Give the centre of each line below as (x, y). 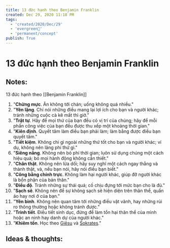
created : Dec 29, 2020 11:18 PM (40, 15)
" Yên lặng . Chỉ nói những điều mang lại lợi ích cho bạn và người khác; (86, 109)
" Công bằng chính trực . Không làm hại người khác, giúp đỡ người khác (87, 174)
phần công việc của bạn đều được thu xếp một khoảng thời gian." (81, 126)
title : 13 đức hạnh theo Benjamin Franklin (53, 10)
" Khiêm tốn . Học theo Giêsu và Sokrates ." (57, 223)
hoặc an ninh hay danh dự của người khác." (58, 218)
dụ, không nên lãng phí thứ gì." (45, 147)
